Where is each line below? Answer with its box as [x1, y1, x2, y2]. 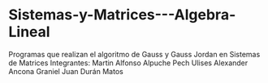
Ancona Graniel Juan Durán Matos [8, 66, 123, 76]
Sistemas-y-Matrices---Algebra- [8, 6, 236, 24]
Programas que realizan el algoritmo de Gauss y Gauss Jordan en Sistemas [8, 49, 261, 59]
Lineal [8, 23, 50, 41]
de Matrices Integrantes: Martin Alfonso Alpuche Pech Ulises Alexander [8, 58, 249, 68]
